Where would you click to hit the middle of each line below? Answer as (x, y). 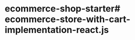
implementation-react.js (57, 30)
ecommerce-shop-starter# (62, 9)
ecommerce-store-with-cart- (67, 19)
